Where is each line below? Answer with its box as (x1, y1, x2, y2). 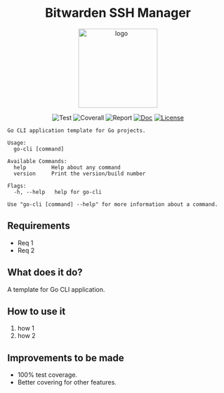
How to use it (7, 305, 66, 317)
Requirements (7, 220, 70, 232)
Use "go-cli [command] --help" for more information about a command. (7, 200, 218, 208)
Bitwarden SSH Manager (44, 5, 192, 21)
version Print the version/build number (13, 170, 146, 177)
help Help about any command (13, 164, 121, 171)
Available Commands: (7, 157, 68, 165)
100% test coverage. (17, 371, 78, 379)
